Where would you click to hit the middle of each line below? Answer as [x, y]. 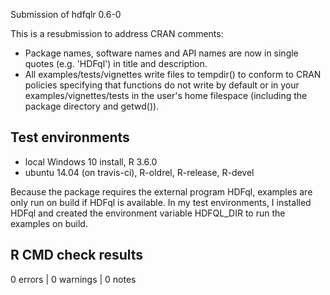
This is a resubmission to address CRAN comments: [117, 33]
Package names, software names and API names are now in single [161, 53]
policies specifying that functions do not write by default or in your [162, 85]
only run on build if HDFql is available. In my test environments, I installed [161, 202]
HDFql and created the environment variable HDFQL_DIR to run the [148, 213]
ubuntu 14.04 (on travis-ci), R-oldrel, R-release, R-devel [139, 172]
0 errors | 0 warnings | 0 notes [73, 279]
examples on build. [49, 223]
